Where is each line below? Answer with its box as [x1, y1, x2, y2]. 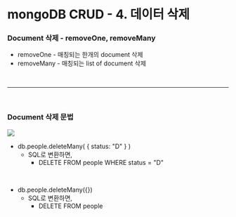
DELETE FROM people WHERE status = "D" [38, 158, 164, 166]
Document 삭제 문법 [7, 112, 74, 122]
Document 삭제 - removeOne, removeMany [7, 33, 156, 43]
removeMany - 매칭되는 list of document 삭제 [17, 59, 146, 67]
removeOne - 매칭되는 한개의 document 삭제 [17, 51, 143, 59]
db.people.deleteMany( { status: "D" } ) [17, 142, 131, 150]
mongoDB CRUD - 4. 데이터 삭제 [7, 6, 190, 22]
